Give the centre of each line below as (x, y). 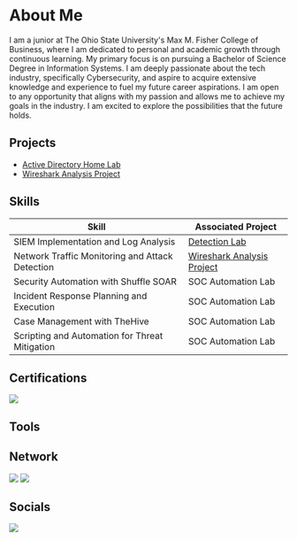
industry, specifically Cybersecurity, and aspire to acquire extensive (133, 77)
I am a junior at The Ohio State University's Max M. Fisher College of (134, 40)
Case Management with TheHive (81, 321)
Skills (24, 201)
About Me (46, 15)
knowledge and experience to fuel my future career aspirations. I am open (144, 87)
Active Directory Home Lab (71, 164)
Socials (30, 507)
